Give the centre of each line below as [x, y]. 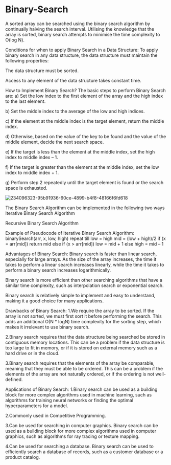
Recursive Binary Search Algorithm [42, 223]
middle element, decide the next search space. [55, 142]
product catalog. [23, 457]
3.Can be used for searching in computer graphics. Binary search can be [82, 425]
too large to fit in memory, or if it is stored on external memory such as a [81, 348]
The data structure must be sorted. [42, 71]
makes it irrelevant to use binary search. [47, 327]
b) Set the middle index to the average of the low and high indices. [75, 111]
